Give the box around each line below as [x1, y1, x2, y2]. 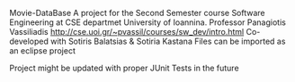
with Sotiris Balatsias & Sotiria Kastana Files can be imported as [50, 36, 286, 46]
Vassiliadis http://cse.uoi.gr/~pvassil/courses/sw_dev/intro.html [9, 27, 245, 37]
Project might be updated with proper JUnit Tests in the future [9, 62, 240, 73]
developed [9, 36, 49, 46]
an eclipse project [9, 45, 76, 56]
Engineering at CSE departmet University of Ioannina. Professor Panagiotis [9, 17, 286, 28]
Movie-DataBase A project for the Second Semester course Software [9, 8, 265, 18]
